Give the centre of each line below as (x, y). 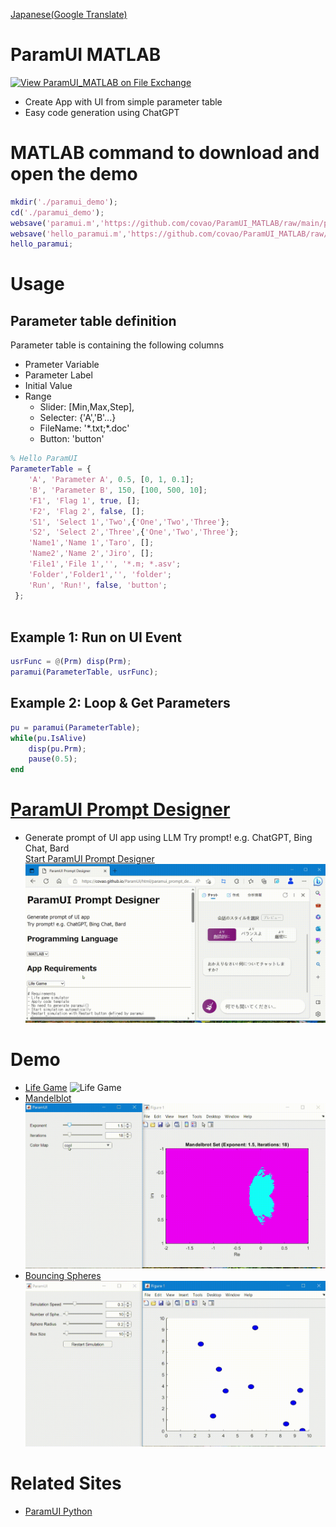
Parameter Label (58, 375)
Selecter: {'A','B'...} (78, 418)
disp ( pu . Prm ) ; (57, 749)
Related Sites (66, 1483)
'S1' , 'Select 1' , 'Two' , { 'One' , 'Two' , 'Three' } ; (129, 522)
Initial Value (48, 386)
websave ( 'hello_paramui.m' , (69, 234)
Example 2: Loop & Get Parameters (120, 703)
